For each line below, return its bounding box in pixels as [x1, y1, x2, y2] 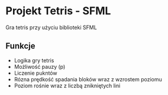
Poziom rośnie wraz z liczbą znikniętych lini [14, 82, 121, 89]
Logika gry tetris [14, 56, 54, 64]
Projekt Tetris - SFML [5, 4, 111, 18]
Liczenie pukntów [14, 69, 57, 77]
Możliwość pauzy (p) [14, 63, 66, 70]
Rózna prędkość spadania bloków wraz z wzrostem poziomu [14, 75, 162, 83]
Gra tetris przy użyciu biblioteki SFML [5, 24, 97, 31]
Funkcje [5, 41, 36, 51]
